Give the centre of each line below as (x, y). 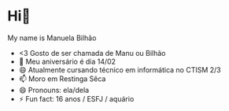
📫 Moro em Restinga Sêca (62, 79)
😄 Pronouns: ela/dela (54, 90)
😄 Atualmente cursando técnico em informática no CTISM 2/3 (120, 69)
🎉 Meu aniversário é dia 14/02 (67, 61)
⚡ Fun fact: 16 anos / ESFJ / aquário (76, 98)
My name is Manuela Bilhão (52, 38)
